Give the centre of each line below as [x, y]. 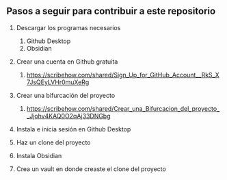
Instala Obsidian [39, 155]
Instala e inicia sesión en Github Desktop [74, 129]
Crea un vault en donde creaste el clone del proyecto [91, 169]
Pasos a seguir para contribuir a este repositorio [111, 11]
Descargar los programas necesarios [68, 27]
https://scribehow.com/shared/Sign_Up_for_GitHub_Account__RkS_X [123, 75]
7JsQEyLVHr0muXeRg [58, 82]
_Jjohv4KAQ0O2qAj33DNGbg [68, 116]
